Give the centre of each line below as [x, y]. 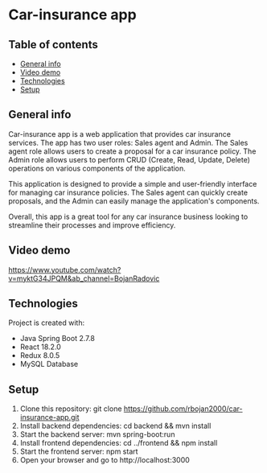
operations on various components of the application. [97, 168]
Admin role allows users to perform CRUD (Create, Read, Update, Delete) [129, 159]
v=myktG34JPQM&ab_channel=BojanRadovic [84, 278]
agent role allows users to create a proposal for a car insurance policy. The [132, 151]
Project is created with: [47, 323]
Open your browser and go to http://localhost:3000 [105, 460]
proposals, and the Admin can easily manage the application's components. [134, 201]
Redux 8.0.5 [40, 356]
